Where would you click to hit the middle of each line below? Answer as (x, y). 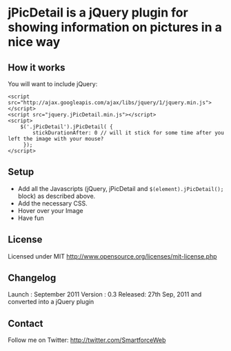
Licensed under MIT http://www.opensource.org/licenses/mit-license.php (112, 256)
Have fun (31, 218)
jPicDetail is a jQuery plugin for (98, 13)
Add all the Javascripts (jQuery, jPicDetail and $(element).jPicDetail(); (121, 188)
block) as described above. (57, 196)
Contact (26, 323)
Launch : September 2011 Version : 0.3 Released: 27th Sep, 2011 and (105, 294)
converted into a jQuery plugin (51, 302)
